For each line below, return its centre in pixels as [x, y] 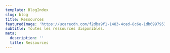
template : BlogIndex [27, 10]
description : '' [27, 38]
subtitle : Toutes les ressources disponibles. [55, 29]
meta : [11, 33]
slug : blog [17, 15]
